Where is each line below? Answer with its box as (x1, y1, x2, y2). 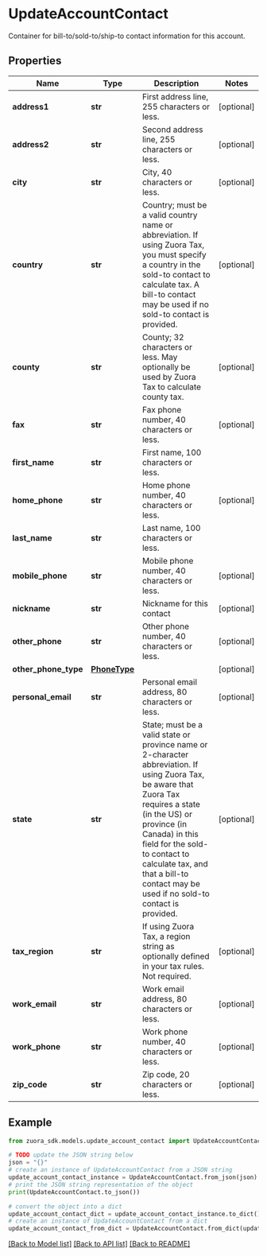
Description (153, 77, 199, 88)
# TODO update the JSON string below (8, 1151, 133, 1159)
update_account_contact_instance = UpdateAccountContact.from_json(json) (8, 1173, 258, 1181)
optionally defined (141, 951, 210, 962)
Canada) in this (141, 828, 199, 839)
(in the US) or (141, 808, 193, 820)
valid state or (141, 729, 191, 740)
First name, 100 (141, 447, 202, 458)
